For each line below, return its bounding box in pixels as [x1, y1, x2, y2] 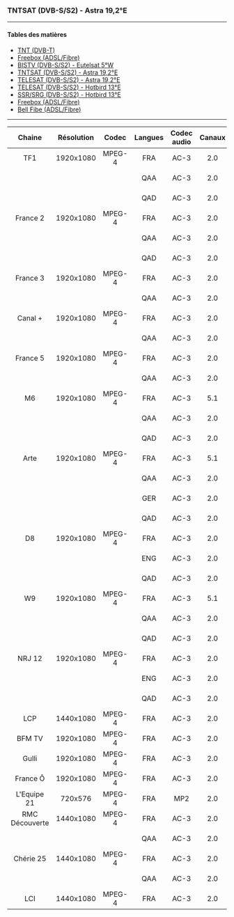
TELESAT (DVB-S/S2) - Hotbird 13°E [17, 83, 121, 91]
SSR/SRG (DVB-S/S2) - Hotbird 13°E [17, 90, 121, 99]
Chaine [17, 132, 42, 142]
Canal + [17, 313, 43, 322]
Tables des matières [7, 30, 68, 38]
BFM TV [16, 733, 43, 743]
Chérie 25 [13, 854, 47, 863]
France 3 [15, 273, 45, 283]
